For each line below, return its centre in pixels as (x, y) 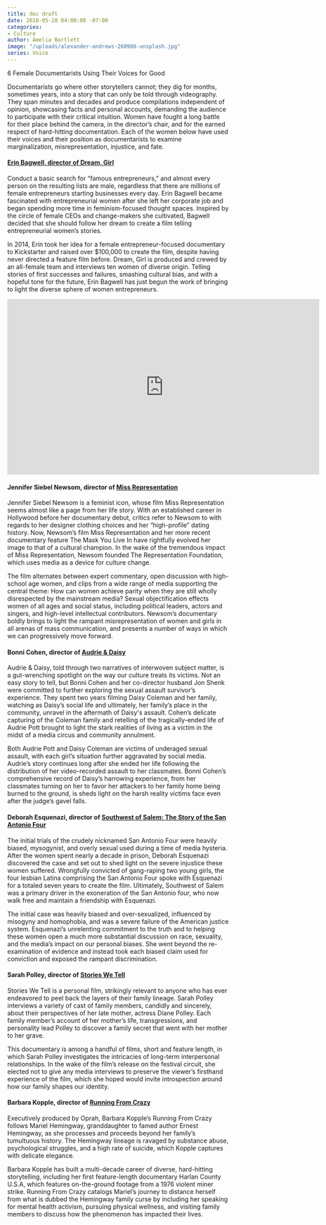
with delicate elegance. (41, 1156)
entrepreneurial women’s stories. (55, 231)
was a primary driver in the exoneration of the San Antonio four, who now (113, 893)
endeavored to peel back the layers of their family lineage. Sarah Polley (111, 998)
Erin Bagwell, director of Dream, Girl (61, 163)
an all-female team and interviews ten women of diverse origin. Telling (109, 267)
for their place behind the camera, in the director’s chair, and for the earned (117, 124)
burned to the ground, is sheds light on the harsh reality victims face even (114, 793)
